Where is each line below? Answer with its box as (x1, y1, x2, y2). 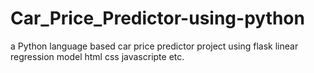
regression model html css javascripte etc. (10, 50, 185, 62)
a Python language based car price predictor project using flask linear (10, 40, 299, 52)
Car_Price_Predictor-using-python (10, 7, 305, 30)
